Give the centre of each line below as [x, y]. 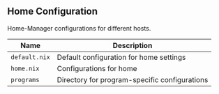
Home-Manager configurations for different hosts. [79, 28]
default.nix [31, 57]
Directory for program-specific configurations [133, 79]
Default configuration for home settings [121, 57]
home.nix [25, 68]
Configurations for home [97, 68]
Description [133, 45]
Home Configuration [53, 11]
